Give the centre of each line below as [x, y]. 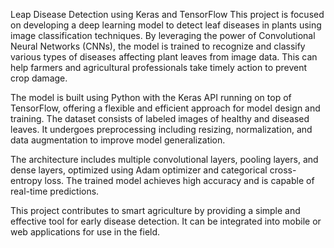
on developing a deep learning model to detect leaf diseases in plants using [166, 25]
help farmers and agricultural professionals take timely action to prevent [159, 67]
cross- [283, 170]
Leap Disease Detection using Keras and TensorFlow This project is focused [167, 14]
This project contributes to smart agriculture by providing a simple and [155, 210]
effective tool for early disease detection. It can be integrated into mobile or [166, 221]
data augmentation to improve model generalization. [118, 140]
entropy [26, 180]
